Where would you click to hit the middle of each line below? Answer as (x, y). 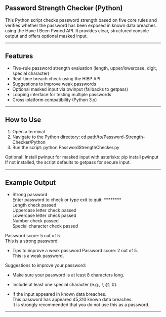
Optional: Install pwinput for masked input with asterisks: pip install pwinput (82, 157)
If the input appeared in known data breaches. (59, 294)
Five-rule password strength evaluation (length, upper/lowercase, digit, (84, 68)
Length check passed (34, 205)
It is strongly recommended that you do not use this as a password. (81, 305)
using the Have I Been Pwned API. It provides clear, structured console (77, 30)
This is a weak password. (38, 256)
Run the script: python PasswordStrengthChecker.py (66, 148)
